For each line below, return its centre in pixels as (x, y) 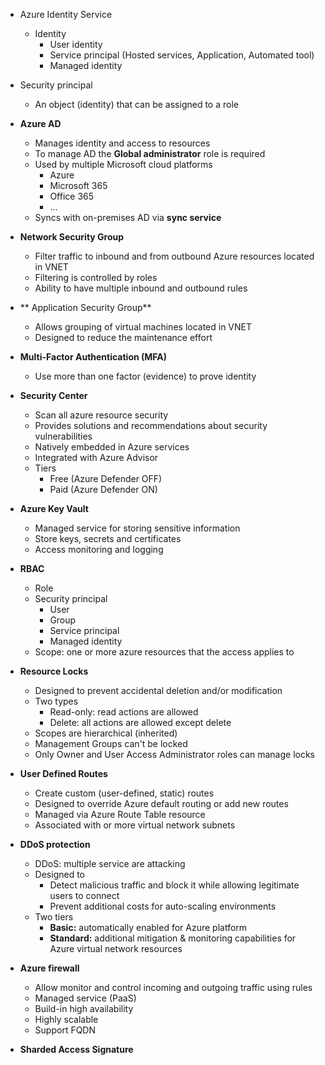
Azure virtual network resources (116, 948)
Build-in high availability (84, 1008)
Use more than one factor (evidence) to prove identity (145, 376)
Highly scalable (66, 1019)
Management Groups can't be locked (111, 743)
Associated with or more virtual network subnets (135, 825)
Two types (56, 701)
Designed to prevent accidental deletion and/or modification (158, 690)
